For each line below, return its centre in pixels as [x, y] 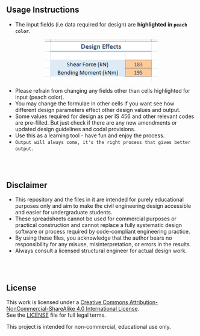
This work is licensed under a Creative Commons [67, 302]
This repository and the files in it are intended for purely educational [99, 200]
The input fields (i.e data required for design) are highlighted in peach [101, 24]
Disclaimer [27, 185]
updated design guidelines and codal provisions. [75, 129]
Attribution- [144, 302]
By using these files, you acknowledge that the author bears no [93, 238]
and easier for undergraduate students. [64, 213]
